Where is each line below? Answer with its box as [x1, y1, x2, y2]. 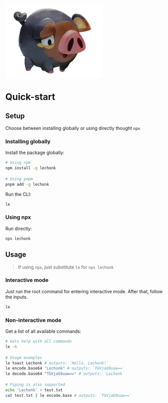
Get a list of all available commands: [5, 328, 81, 334]
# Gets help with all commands [5, 339, 72, 344]
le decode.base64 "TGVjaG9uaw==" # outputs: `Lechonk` [5, 371, 125, 376]
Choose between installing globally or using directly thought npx [5, 125, 141, 131]
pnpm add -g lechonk [5, 182, 50, 187]
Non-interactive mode [5, 316, 61, 323]
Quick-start [5, 91, 55, 103]
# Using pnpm [5, 176, 33, 181]
